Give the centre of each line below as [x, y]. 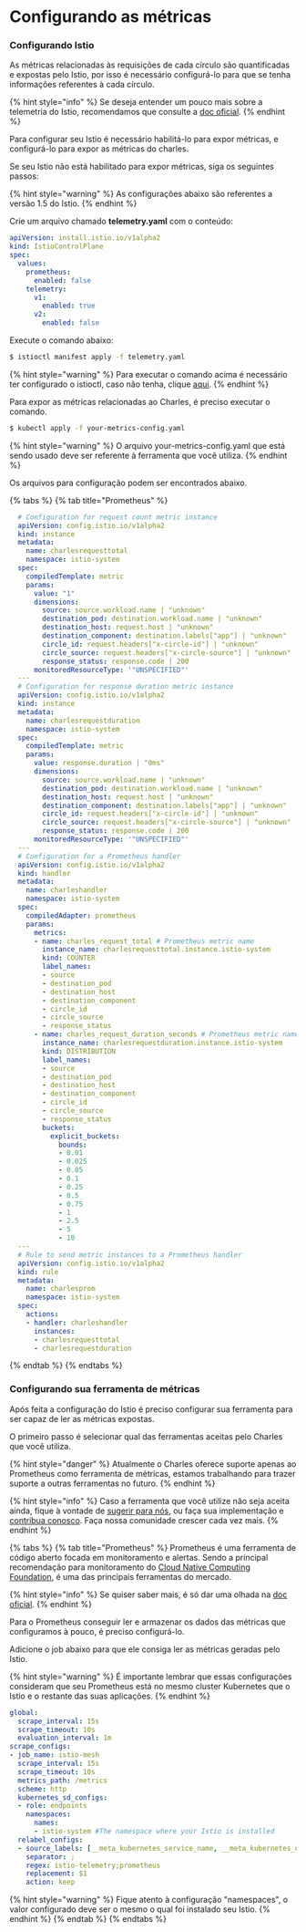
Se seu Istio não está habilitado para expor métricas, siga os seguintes [142, 167]
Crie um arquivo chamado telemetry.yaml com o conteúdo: [122, 222]
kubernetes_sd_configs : [62, 1797]
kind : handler [44, 873]
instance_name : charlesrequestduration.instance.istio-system [163, 1043]
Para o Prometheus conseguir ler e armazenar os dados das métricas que [148, 1622]
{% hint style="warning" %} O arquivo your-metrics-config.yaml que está [147, 445]
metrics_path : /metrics [62, 1781]
